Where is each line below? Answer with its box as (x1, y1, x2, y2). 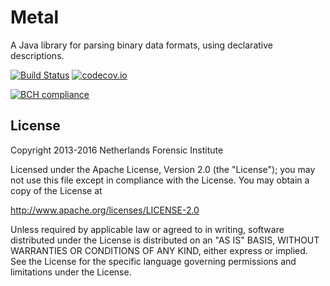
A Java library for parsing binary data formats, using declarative (10, 39, 273, 51)
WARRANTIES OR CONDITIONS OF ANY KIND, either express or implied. (10, 244, 308, 256)
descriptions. (10, 49, 65, 61)
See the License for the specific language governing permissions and (10, 255, 297, 267)
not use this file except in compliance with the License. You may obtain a (10, 174, 310, 186)
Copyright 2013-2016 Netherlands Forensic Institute (10, 144, 224, 156)
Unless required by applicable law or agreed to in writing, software (10, 223, 285, 235)
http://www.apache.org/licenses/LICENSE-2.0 (10, 204, 200, 216)
